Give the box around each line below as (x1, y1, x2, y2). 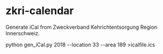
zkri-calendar (5, 4, 74, 18)
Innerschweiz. (5, 29, 40, 36)
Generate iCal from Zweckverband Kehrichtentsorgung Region (5, 23, 158, 31)
